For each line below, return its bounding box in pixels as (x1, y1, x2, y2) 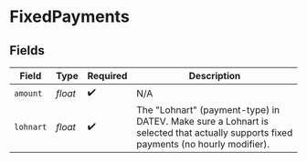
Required (87, 70, 128, 82)
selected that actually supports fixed (136, 127, 293, 138)
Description (188, 70, 241, 82)
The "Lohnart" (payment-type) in (136, 104, 281, 116)
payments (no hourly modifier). (136, 138, 270, 150)
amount (14, 88, 43, 98)
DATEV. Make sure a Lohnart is (136, 116, 270, 127)
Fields (9, 43, 46, 58)
